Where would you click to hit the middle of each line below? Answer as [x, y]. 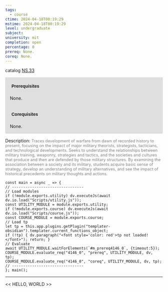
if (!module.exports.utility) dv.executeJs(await [58, 196]
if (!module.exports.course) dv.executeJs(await [57, 209]
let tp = [14, 226]
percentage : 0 [20, 47]
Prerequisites [25, 86]
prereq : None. [20, 51]
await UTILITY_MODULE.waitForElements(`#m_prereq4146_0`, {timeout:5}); [82, 248]
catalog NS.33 [20, 70]
